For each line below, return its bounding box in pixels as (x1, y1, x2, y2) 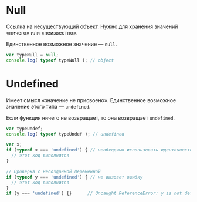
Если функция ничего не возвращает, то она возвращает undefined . (6, 114, 175, 121)
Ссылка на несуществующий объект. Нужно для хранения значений (6, 23, 178, 30)
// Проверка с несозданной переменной (6, 169, 101, 174)
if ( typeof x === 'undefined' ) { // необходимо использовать (6, 147, 159, 153)
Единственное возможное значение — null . (6, 41, 117, 48)
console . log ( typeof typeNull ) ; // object (6, 57, 114, 63)
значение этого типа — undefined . (6, 103, 91, 110)
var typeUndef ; (6, 126, 43, 132)
